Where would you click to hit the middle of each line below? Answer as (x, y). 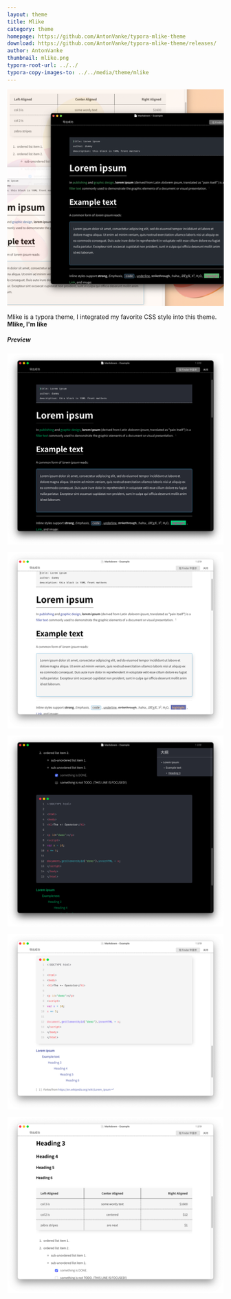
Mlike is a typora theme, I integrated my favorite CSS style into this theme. (112, 317)
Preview (19, 340)
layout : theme (27, 14)
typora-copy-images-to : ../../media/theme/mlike (78, 72)
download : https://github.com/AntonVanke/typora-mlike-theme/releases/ (112, 44)
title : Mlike (26, 22)
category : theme (30, 29)
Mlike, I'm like (27, 324)
